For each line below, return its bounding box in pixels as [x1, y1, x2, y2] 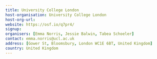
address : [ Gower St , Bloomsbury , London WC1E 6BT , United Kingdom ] [5, 41, 153, 46]
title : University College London [5, 7, 80, 13]
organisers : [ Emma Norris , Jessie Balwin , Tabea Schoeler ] [5, 31, 134, 36]
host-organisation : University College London [5, 12, 107, 17]
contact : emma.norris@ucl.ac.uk [5, 36, 74, 42]
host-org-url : [5, 17, 36, 22]
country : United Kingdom [5, 46, 58, 51]
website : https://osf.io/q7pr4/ [5, 22, 74, 27]
